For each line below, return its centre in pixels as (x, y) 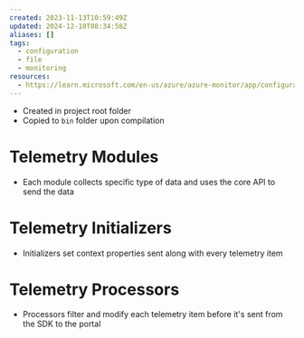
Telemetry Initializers (90, 228)
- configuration (48, 52)
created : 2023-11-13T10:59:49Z (68, 18)
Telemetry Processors (95, 289)
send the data (48, 192)
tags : (19, 43)
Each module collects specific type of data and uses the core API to (149, 182)
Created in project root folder (76, 110)
